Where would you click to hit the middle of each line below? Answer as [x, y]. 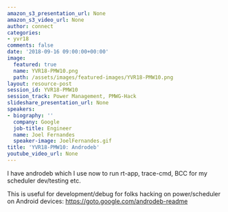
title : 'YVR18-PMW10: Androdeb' [53, 148]
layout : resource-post [39, 84]
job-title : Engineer [43, 128]
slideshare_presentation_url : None [58, 103]
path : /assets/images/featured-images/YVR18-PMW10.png [93, 77]
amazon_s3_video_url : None [46, 20]
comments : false [30, 45]
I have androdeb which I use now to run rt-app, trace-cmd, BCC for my [107, 173]
